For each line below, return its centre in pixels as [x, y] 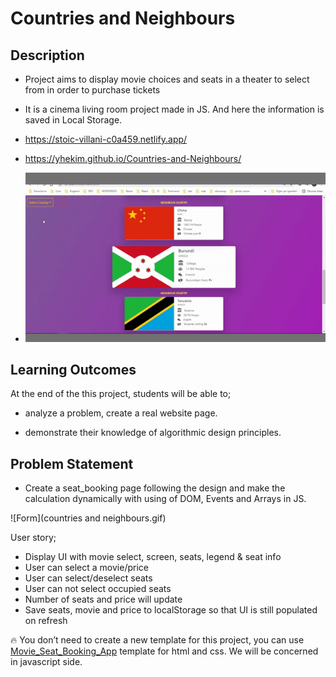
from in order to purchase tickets [92, 90]
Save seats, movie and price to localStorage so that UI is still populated [171, 610]
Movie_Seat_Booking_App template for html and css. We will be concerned [164, 651]
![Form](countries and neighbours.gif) [88, 518]
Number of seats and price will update [103, 599]
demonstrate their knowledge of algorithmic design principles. [153, 433]
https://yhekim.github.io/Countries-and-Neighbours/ [133, 158]
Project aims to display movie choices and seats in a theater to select [167, 79]
